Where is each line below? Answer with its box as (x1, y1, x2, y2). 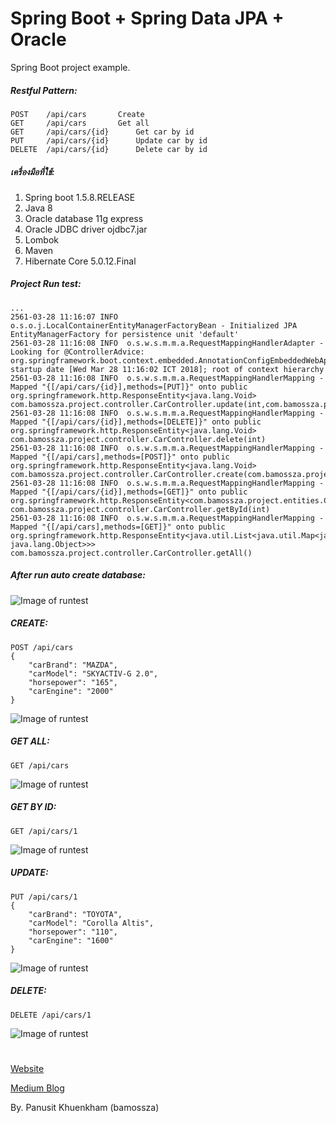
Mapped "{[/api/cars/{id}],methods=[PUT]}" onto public (10, 382, 248, 392)
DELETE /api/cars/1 (10, 1010, 92, 1020)
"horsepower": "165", (28, 677, 118, 687)
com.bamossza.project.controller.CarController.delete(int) (10, 434, 267, 444)
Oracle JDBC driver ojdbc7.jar (24, 223, 148, 235)
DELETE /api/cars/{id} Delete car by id (10, 144, 208, 154)
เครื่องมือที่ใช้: (10, 165, 55, 177)
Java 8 (24, 202, 53, 214)
